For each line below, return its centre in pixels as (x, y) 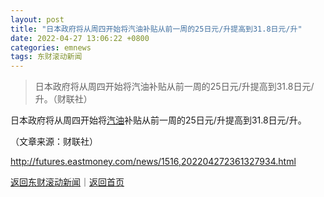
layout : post (37, 19)
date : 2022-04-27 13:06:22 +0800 (80, 38)
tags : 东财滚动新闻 (46, 57)
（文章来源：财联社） (54, 142)
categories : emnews (51, 47)
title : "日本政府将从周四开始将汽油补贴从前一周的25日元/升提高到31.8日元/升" (156, 29)
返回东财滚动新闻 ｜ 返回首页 (67, 182)
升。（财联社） (63, 99)
